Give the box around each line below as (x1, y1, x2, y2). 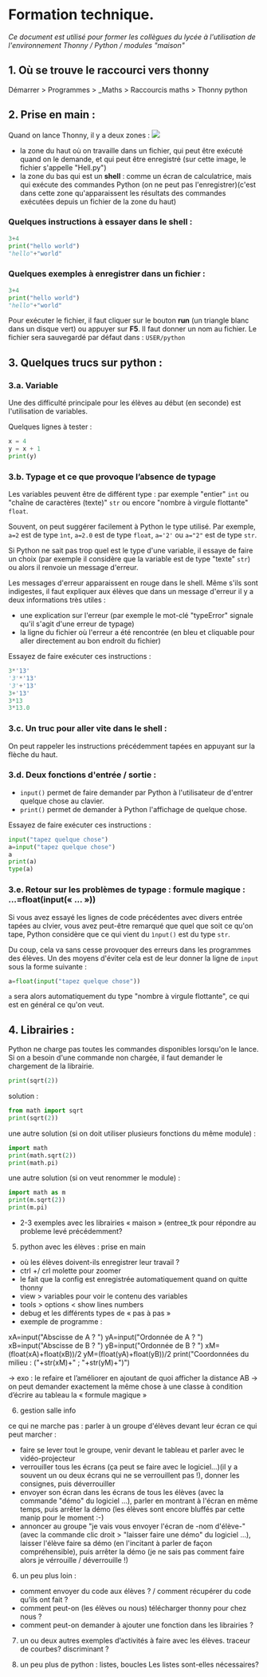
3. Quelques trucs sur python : (8, 355, 163, 369)
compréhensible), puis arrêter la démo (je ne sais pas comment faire (19, 1547, 245, 1556)
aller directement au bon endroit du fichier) (19, 636, 161, 646)
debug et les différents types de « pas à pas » (19, 1308, 171, 1318)
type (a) (8, 865, 34, 874)
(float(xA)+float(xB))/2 (8, 1350, 82, 1359)
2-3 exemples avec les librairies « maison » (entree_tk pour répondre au (19, 1218, 257, 1227)
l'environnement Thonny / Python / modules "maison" (8, 40, 185, 50)
